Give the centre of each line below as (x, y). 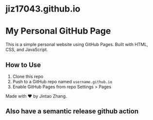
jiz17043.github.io (43, 9)
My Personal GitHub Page (58, 31)
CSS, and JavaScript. (27, 50)
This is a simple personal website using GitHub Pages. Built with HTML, (77, 45)
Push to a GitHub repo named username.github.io (62, 81)
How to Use (23, 65)
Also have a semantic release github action (72, 112)
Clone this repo (28, 76)
